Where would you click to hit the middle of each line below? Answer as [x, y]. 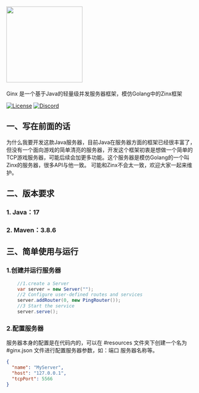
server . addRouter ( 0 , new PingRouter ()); [69, 301]
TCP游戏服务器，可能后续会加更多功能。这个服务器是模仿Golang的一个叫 [98, 157]
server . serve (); [38, 312]
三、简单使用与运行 [42, 252]
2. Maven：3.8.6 [31, 230]
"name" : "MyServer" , [38, 367]
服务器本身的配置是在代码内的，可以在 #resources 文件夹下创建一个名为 [97, 343]
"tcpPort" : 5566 [32, 379]
